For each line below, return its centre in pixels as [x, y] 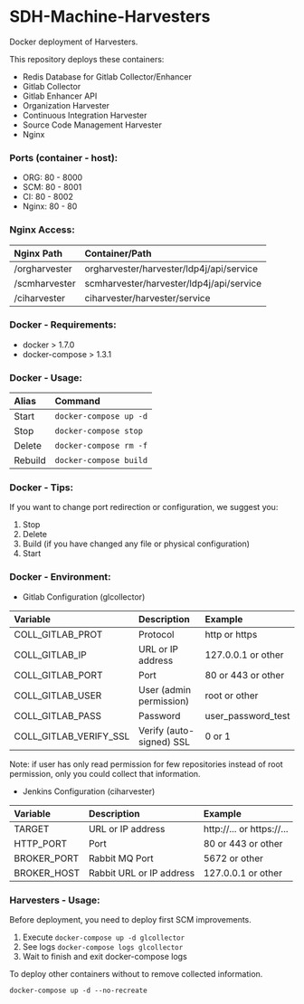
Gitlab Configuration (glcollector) [84, 597]
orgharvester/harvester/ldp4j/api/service [171, 269]
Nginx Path [38, 253]
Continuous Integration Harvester [85, 115]
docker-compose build [101, 460]
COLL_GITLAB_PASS [58, 715]
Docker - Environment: [60, 577]
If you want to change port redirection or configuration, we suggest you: [144, 507]
